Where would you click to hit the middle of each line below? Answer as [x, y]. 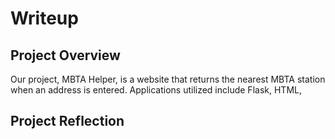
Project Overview [65, 55]
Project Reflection [67, 121]
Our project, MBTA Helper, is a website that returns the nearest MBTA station [168, 79]
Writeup [44, 18]
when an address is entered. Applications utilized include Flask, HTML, [156, 90]
